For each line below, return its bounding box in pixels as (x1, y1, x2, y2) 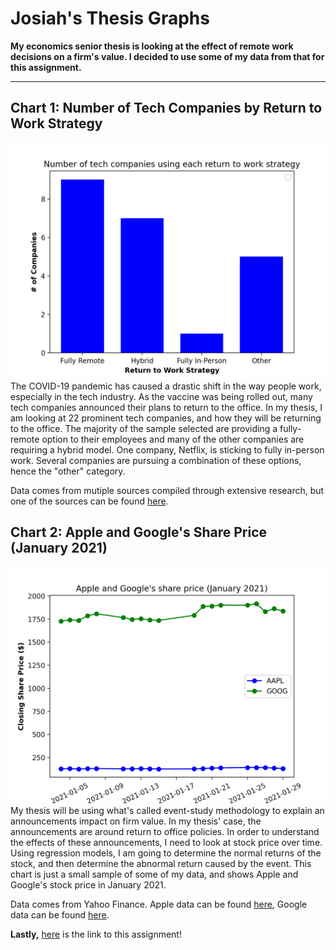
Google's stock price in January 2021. (10, 878, 167, 891)
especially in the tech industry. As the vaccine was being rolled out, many (10, 390, 313, 402)
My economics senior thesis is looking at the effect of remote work (10, 40, 294, 52)
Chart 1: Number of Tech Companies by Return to (10, 100, 323, 117)
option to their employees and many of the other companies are (41, 433, 305, 445)
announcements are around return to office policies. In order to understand (10, 825, 320, 837)
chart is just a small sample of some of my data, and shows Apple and (10, 868, 299, 880)
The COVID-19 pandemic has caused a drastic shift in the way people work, (10, 380, 322, 392)
